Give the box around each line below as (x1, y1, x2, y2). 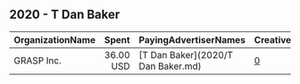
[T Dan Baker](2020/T (138, 48, 234, 61)
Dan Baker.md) (138, 60, 202, 72)
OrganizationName (13, 33, 96, 46)
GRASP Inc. (13, 54, 62, 66)
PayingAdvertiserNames (138, 33, 246, 46)
